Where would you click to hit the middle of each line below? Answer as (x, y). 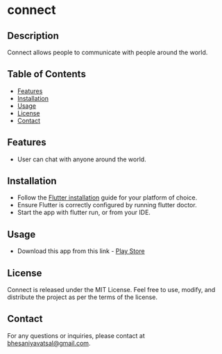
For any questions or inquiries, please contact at (76, 335)
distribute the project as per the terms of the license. (83, 297)
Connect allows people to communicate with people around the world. (108, 52)
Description (33, 36)
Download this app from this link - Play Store (81, 251)
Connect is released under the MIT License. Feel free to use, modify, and (111, 290)
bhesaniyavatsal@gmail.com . (49, 343)
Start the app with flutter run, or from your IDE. (84, 212)
